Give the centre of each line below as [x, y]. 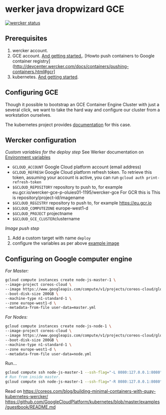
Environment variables [28, 157]
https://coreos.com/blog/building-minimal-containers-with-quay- [89, 391]
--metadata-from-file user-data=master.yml [51, 308]
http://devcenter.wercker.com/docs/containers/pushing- [71, 66]
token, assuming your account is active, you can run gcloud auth [78, 178]
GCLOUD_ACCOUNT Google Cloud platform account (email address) [77, 167]
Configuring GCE [32, 93]
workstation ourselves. [28, 115]
